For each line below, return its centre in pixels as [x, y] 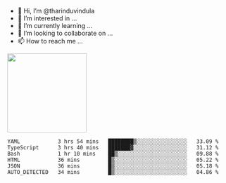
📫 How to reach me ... [50, 41]
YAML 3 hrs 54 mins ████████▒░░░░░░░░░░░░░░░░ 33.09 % [113, 142]
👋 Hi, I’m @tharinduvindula [56, 11]
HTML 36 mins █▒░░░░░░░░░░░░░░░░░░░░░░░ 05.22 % [113, 160]
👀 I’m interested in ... [47, 18]
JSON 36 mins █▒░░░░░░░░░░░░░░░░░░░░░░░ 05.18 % [113, 166]
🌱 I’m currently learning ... [55, 26]
